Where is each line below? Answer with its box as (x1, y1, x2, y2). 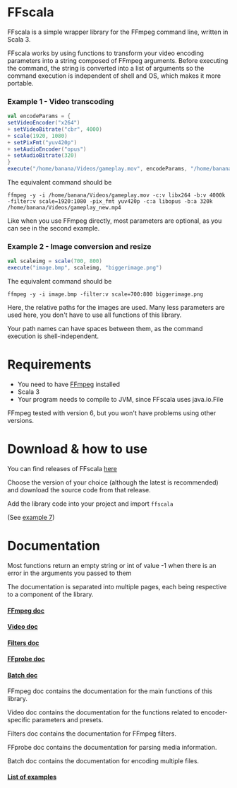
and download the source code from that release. (7, 486, 151, 494)
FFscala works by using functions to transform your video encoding (7, 49, 205, 57)
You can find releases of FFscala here (7, 465, 118, 473)
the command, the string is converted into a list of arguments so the (7, 64, 205, 72)
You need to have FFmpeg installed (17, 380, 121, 389)
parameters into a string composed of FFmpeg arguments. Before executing (7, 56, 229, 64)
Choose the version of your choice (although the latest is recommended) (7, 478, 219, 487)
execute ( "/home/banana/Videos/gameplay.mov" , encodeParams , (7, 166, 188, 173)
